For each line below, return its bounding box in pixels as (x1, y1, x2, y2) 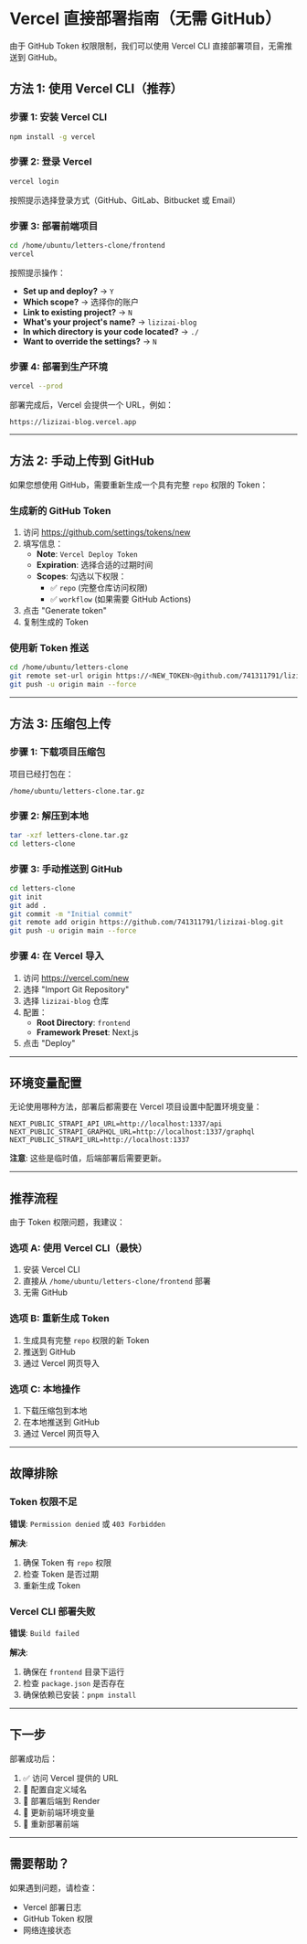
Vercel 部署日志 (22, 1901, 82, 1912)
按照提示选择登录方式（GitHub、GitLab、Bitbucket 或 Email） (9, 194, 240, 206)
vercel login (9, 176, 59, 186)
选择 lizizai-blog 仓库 (22, 995, 110, 1006)
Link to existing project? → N (22, 306, 132, 317)
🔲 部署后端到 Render (22, 1795, 101, 1806)
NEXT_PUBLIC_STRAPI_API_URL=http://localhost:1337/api (9, 1119, 223, 1129)
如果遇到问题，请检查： (9, 1882, 98, 1893)
